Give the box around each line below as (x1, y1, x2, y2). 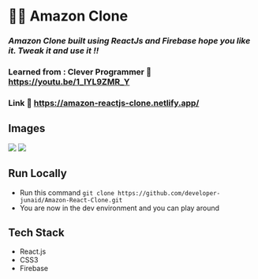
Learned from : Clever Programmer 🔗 (8, 66, 152, 77)
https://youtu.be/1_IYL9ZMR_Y (8, 77, 130, 88)
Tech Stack (8, 225, 65, 239)
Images (8, 122, 46, 135)
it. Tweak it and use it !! (8, 45, 99, 56)
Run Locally (8, 167, 67, 180)
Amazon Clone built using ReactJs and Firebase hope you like (8, 36, 251, 47)
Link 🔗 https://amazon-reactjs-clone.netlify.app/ (8, 97, 200, 108)
